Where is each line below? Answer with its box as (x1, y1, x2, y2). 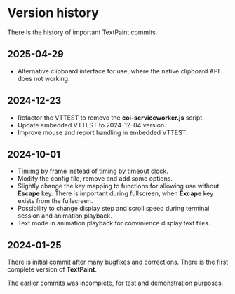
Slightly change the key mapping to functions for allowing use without (17, 182, 220, 190)
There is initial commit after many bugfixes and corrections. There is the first (7, 258, 229, 267)
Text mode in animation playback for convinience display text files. (17, 219, 210, 227)
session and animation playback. (17, 211, 112, 220)
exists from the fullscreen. (17, 197, 93, 205)
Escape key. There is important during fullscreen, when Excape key (17, 189, 214, 197)
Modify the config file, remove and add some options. (17, 174, 173, 183)
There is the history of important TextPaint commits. (7, 28, 158, 36)
